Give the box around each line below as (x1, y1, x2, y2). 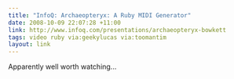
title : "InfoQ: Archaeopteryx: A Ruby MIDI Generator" (8, 11, 192, 20)
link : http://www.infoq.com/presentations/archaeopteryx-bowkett (8, 26, 226, 34)
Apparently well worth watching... (8, 62, 117, 71)
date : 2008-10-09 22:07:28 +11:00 (8, 19, 122, 27)
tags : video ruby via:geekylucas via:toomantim (8, 33, 167, 41)
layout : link (8, 41, 51, 48)
